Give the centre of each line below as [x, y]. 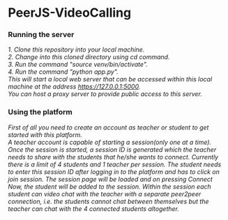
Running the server [41, 35]
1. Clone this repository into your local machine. [76, 49]
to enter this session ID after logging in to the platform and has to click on [114, 171]
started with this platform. [45, 134]
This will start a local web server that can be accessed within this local [110, 79]
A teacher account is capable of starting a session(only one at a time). [110, 142]
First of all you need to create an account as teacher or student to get [108, 127]
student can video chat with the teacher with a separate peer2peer [105, 194]
